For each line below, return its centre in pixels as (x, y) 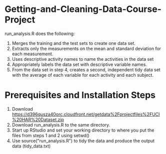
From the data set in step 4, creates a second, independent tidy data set (86, 70)
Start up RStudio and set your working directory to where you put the (83, 130)
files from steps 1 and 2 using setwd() (50, 135)
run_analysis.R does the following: (40, 33)
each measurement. (32, 54)
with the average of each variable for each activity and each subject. (82, 75)
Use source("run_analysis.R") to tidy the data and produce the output (83, 141)
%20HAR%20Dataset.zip (38, 119)
